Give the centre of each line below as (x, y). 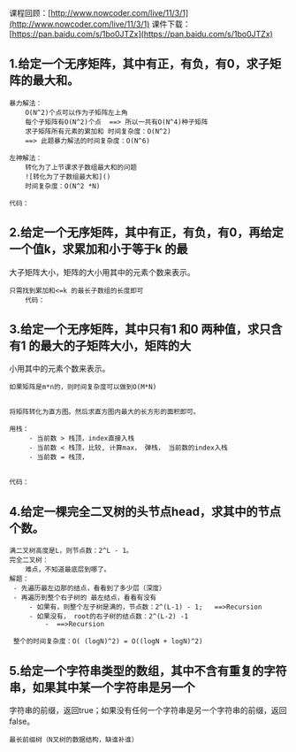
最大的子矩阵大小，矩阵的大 (116, 346)
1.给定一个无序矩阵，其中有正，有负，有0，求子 (140, 64)
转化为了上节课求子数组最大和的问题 (81, 167)
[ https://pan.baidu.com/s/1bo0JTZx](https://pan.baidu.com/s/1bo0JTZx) (141, 34)
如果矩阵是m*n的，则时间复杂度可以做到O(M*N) (83, 388)
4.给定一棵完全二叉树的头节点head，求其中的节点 (145, 511)
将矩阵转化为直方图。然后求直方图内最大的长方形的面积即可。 (105, 412)
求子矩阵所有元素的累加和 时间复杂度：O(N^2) (98, 131)
